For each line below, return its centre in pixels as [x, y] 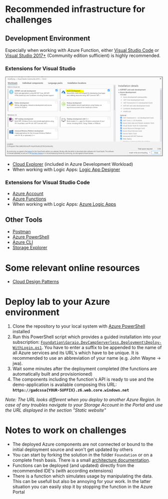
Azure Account [28, 193]
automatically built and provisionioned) [52, 374]
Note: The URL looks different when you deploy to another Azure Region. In [83, 400]
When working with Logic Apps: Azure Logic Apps [64, 204]
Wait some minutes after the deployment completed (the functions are [84, 369]
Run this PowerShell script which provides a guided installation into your [87, 337]
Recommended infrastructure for [75, 9]
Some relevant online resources [72, 268]
